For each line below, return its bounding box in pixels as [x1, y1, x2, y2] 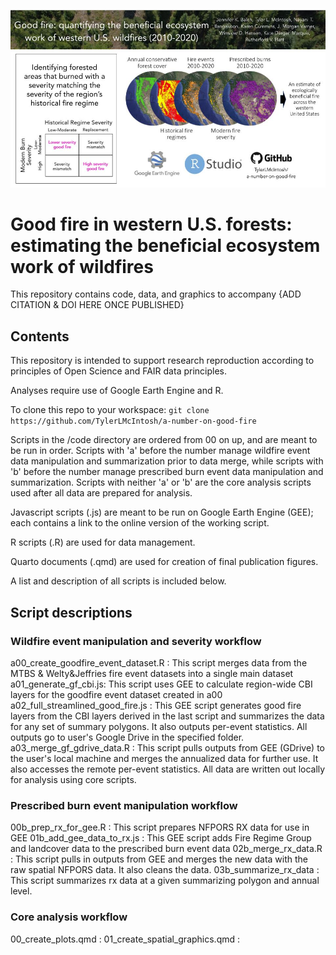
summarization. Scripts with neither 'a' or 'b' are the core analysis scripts [10, 476, 312, 489]
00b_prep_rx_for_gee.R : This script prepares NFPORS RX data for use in [10, 821, 310, 834]
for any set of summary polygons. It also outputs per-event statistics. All [10, 720, 308, 732]
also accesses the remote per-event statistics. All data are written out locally [10, 763, 326, 775]
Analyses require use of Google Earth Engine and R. [10, 385, 224, 397]
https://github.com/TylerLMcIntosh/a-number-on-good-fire [10, 416, 257, 427]
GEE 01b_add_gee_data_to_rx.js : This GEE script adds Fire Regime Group [10, 832, 312, 844]
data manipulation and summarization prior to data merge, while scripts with [10, 455, 324, 467]
